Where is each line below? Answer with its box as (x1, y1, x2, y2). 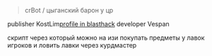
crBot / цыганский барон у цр (24, 6, 114, 14)
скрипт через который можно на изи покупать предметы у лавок (7, 33, 205, 42)
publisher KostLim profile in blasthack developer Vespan (7, 20, 170, 28)
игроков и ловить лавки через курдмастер (7, 41, 137, 49)
